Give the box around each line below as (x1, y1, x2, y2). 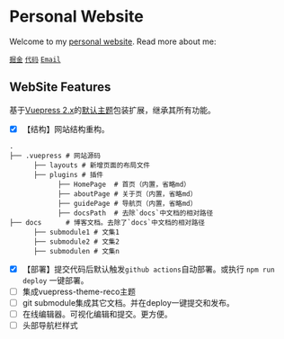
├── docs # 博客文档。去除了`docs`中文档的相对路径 (9, 218, 205, 227)
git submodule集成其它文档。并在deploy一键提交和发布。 (22, 297, 235, 308)
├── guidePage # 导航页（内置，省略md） (57, 199, 198, 208)
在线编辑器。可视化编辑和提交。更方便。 (22, 308, 173, 319)
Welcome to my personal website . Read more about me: (9, 36, 217, 47)
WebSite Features (9, 79, 111, 95)
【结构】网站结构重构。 (22, 123, 110, 134)
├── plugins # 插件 (32, 170, 103, 179)
